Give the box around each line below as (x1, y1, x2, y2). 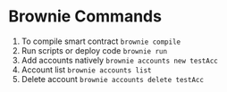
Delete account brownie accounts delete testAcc (21, 73, 205, 84)
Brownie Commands (8, 6, 163, 27)
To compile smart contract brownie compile (21, 36, 181, 46)
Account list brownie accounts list (21, 64, 152, 75)
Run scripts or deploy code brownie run (21, 45, 167, 55)
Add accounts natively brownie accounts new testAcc (21, 54, 218, 65)
